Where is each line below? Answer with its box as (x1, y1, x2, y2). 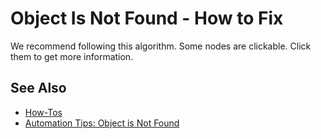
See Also (10, 80, 67, 97)
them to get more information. (10, 50, 134, 62)
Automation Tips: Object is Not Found (24, 117, 180, 129)
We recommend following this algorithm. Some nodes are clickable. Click (10, 40, 312, 52)
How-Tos (24, 106, 63, 118)
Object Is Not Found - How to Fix (10, 7, 284, 30)
